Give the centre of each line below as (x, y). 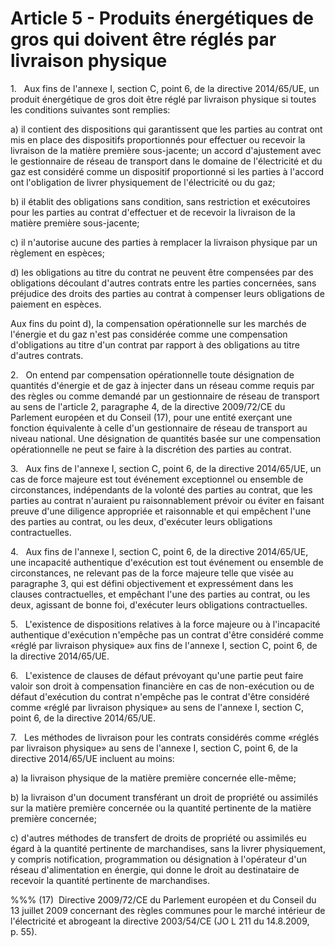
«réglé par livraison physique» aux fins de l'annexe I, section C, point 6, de (164, 645)
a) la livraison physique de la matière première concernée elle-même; (153, 778)
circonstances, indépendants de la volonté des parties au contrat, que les (161, 489)
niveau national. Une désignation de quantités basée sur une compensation (166, 438)
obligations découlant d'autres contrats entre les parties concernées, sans (163, 283)
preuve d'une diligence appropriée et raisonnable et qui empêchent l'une (161, 511)
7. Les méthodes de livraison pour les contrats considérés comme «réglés (165, 737)
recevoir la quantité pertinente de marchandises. (110, 880)
